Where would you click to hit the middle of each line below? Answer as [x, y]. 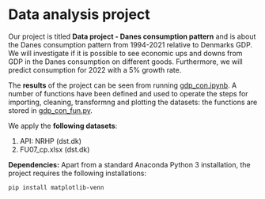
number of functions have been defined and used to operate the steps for [128, 93]
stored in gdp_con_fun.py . [51, 110]
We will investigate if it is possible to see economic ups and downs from [125, 53]
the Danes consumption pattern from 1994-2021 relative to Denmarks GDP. [131, 44]
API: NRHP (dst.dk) [50, 141]
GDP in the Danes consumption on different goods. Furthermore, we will [125, 62]
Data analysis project [79, 15]
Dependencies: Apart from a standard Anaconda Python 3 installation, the [129, 164]
